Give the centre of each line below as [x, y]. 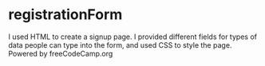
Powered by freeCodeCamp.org [61, 53]
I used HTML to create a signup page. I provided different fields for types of [133, 37]
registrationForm [65, 15]
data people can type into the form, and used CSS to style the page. [120, 45]
